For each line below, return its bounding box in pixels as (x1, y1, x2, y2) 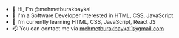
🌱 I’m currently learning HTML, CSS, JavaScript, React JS (12, 18, 156, 25)
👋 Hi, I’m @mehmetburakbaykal (12, 6, 91, 12)
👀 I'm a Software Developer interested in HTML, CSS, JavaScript (12, 12, 174, 19)
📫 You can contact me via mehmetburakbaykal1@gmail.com (12, 25, 164, 32)
